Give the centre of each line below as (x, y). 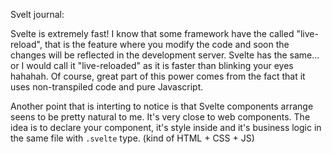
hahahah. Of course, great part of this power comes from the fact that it (158, 76)
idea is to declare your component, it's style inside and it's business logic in (166, 127)
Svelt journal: (37, 14)
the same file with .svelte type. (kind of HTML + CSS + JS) (132, 138)
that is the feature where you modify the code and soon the (167, 44)
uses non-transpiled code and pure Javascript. (107, 87)
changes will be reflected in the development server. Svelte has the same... (165, 55)
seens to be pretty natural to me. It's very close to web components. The (160, 117)
